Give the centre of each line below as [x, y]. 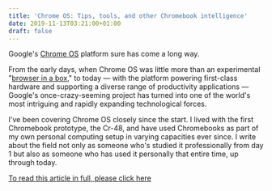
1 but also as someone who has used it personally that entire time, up [123, 154]
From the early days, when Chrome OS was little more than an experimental [134, 70]
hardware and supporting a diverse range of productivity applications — [129, 87]
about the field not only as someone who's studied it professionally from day [136, 146]
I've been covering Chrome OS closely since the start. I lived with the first [131, 120]
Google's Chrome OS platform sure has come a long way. [104, 54]
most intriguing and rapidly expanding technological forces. [108, 104]
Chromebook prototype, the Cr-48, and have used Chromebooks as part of [134, 128]
